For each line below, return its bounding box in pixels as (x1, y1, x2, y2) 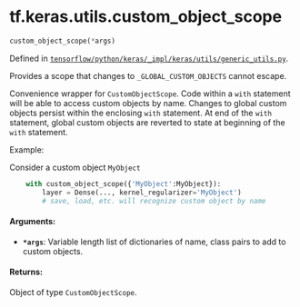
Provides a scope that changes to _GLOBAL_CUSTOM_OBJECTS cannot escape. (9, 70, 287, 81)
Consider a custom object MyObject (9, 162, 141, 173)
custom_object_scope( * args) (9, 36, 116, 45)
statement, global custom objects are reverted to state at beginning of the (9, 116, 285, 128)
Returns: (9, 266, 44, 278)
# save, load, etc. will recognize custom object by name (42, 196, 266, 205)
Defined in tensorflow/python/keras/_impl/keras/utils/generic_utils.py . (9, 53, 289, 64)
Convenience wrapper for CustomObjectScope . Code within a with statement (9, 88, 291, 99)
